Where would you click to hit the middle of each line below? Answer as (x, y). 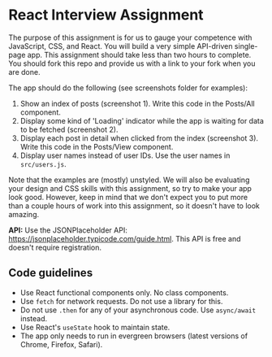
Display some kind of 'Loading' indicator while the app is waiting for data (142, 120)
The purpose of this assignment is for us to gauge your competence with (130, 37)
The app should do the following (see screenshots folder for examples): (128, 88)
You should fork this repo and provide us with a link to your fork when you (132, 63)
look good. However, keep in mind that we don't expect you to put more (128, 197)
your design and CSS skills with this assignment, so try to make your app (130, 188)
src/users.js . (43, 163)
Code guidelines (51, 273)
